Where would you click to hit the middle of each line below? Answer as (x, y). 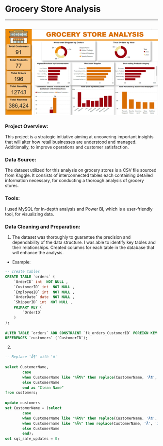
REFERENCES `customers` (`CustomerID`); (47, 338)
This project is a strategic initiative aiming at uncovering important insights (79, 137)
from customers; (21, 393)
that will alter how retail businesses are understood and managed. (71, 142)
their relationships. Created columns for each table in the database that (83, 248)
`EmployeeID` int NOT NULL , (44, 292)
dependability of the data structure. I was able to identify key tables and (84, 242)
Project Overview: (27, 126)
